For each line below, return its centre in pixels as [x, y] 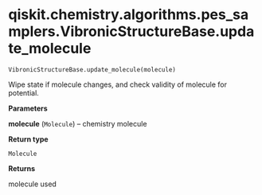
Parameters [28, 108]
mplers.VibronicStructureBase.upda [131, 31]
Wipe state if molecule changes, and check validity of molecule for [117, 84]
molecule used [33, 184]
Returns [22, 168]
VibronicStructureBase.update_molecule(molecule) [92, 69]
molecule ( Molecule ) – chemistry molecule [78, 123]
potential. [24, 92]
